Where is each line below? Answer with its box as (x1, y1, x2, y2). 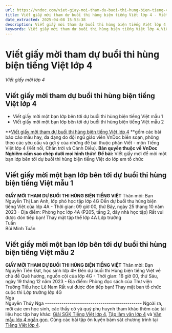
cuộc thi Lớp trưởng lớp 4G (5, 289, 62, 295)
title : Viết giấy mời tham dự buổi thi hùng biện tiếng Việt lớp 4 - (5, 12, 157, 17)
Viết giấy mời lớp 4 (5, 77, 45, 83)
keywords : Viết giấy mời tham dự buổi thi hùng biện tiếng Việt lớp (5, 27, 155, 32)
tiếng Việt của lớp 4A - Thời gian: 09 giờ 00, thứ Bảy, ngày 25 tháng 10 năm (5, 203, 164, 210)
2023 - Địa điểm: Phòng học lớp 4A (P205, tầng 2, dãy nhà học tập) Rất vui (5, 209, 164, 215)
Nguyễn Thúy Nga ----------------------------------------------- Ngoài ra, (5, 300, 163, 306)
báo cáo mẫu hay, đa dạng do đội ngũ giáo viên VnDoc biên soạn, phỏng (5, 134, 159, 140)
